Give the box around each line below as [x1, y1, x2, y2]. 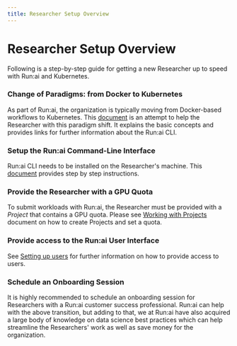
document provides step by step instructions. [7, 169, 139, 178]
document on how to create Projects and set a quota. [7, 218, 163, 226]
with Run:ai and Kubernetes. [7, 71, 90, 80]
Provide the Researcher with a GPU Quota [7, 187, 154, 197]
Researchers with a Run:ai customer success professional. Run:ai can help [7, 301, 224, 309]
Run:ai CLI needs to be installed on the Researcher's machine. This [7, 162, 203, 171]
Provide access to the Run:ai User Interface [7, 236, 160, 246]
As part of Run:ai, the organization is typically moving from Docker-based [7, 105, 221, 114]
